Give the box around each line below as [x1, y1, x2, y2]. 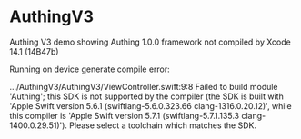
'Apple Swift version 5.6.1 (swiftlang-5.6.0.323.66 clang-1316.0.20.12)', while [9, 100, 293, 111]
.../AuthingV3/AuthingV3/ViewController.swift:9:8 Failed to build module [9, 81, 279, 92]
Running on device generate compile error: [9, 64, 170, 74]
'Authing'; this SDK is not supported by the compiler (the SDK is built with [9, 91, 284, 102]
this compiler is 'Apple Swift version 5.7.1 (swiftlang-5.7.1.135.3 [9, 110, 239, 121]
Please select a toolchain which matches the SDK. [69, 120, 257, 131]
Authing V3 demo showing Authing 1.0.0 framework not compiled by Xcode [9, 36, 291, 47]
